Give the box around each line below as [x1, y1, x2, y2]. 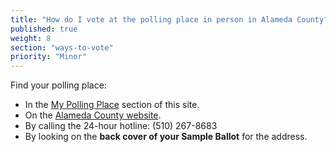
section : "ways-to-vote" [10, 42, 114, 53]
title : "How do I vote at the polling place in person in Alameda [10, 14, 293, 25]
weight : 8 [10, 33, 52, 43]
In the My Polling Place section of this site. [24, 99, 200, 111]
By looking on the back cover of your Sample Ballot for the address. [24, 131, 308, 143]
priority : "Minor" [10, 52, 87, 62]
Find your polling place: [10, 79, 107, 91]
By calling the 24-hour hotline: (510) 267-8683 [24, 120, 218, 132]
